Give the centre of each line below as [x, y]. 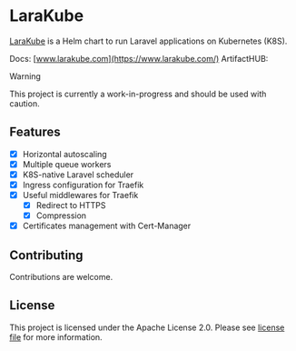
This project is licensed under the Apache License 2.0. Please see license [147, 327]
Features [35, 132]
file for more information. [56, 336]
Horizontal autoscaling [64, 154]
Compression [61, 216]
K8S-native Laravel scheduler [78, 175]
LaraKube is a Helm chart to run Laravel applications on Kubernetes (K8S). [148, 41]
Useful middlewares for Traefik [80, 195]
